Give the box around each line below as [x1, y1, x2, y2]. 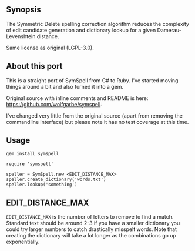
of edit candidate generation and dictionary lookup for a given [6, 26, 156, 34]
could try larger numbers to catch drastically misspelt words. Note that [6, 226, 177, 233]
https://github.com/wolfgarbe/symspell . [6, 101, 102, 108]
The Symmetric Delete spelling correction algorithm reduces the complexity [6, 20, 190, 27]
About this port [6, 61, 63, 71]
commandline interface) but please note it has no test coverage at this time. [6, 118, 189, 125]
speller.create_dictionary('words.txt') [6, 176, 107, 183]
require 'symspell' [6, 161, 54, 167]
